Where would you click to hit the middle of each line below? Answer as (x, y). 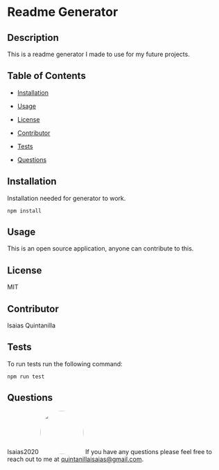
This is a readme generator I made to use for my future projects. (99, 54)
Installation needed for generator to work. (67, 198)
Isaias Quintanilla (32, 325)
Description (33, 38)
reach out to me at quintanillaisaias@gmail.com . (76, 459)
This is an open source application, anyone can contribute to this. (100, 248)
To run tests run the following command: (65, 363)
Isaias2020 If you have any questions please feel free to (110, 451)
